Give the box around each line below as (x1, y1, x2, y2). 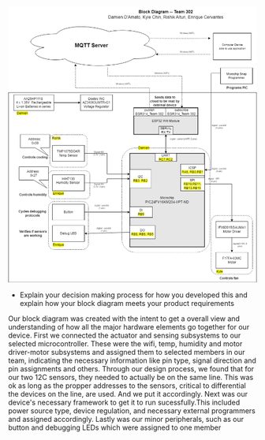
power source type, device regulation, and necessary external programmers (8, 405, 256, 416)
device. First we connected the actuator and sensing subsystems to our (8, 330, 241, 340)
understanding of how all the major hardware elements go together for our (8, 322, 250, 331)
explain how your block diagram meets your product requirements (19, 298, 235, 308)
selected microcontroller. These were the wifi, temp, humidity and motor (8, 338, 243, 349)
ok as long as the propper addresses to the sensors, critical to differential (8, 381, 246, 390)
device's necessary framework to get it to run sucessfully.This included (8, 397, 241, 407)
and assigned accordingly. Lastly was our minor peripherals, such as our (8, 414, 244, 423)
